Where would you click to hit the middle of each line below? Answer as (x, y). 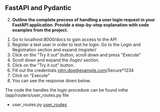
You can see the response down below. (52, 80)
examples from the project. (40, 30)
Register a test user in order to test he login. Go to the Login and (76, 44)
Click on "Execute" (31, 75)
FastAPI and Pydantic (38, 8)
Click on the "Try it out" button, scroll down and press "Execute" (76, 55)
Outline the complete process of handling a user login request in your (84, 19)
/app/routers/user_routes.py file (37, 95)
